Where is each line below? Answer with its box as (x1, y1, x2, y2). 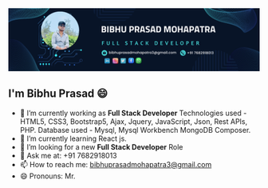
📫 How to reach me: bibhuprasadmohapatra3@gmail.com (19, 159, 212, 169)
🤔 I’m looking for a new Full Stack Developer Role (19, 142, 183, 151)
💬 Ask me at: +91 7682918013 (19, 150, 117, 160)
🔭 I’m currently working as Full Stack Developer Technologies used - (19, 108, 247, 118)
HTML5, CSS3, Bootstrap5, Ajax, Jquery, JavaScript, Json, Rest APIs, (19, 116, 248, 126)
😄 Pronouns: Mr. (19, 171, 76, 181)
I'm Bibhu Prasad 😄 (8, 87, 108, 101)
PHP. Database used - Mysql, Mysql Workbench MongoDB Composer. (19, 125, 251, 134)
